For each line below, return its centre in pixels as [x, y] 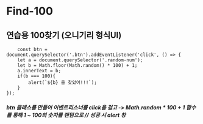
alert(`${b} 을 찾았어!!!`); [63, 83]
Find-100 [30, 11]
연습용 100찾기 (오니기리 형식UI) [64, 35]
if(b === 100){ [37, 76]
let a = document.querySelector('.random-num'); [80, 60]
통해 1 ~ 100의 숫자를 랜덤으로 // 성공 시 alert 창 [69, 115]
